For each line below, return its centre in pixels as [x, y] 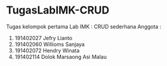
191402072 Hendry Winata [47, 50]
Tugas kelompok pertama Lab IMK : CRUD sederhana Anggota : [84, 27]
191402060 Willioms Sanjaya [49, 44]
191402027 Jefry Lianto [44, 38]
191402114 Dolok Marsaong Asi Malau [61, 57]
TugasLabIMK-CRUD [58, 10]
